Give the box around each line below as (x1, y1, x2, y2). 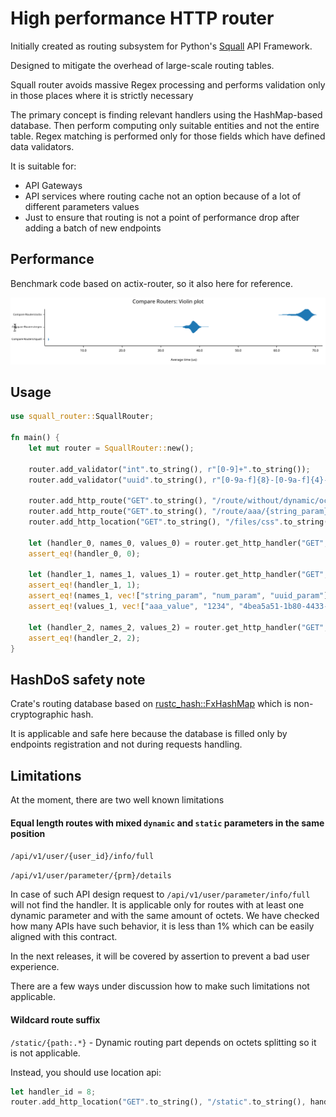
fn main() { (10, 433, 60, 443)
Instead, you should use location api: (10, 1066, 162, 1078)
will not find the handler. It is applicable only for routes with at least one (10, 899, 305, 911)
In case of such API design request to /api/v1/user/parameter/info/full (10, 888, 311, 901)
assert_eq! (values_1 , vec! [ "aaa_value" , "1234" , (28, 602, 235, 612)
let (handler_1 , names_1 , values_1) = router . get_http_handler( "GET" (28, 570, 325, 580)
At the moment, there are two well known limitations (10, 794, 225, 806)
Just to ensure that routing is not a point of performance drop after (24, 211, 300, 223)
